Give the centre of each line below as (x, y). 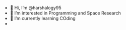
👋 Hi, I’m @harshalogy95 (36, 8)
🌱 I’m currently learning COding (43, 18)
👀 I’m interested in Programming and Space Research (65, 13)
